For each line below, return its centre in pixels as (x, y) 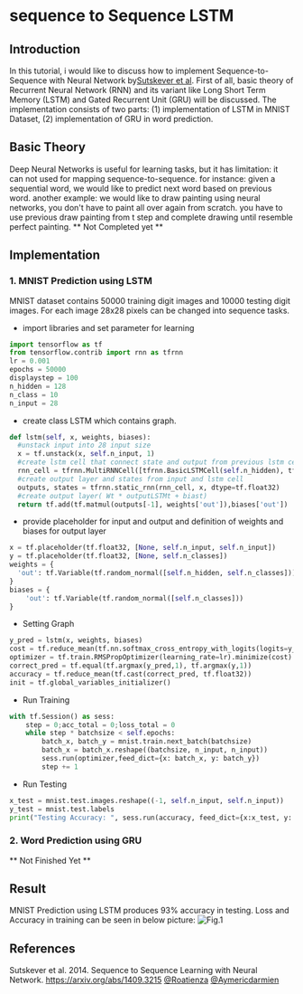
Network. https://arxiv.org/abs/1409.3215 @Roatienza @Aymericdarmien (144, 980)
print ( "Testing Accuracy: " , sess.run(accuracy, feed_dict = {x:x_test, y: (151, 818)
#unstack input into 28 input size (84, 445)
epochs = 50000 (38, 370)
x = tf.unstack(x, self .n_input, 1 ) (86, 454)
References (42, 948)
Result (28, 889)
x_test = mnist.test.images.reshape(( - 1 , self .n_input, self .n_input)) (147, 800)
